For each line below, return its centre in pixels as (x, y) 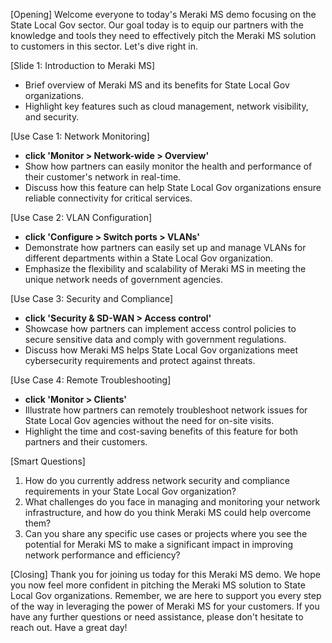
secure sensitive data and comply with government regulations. (155, 339)
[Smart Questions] (48, 461)
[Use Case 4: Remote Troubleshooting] (91, 380)
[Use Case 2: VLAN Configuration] (81, 217)
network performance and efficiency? (102, 555)
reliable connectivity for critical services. (108, 198)
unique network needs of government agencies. (123, 279)
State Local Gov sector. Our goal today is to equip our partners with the (157, 25)
